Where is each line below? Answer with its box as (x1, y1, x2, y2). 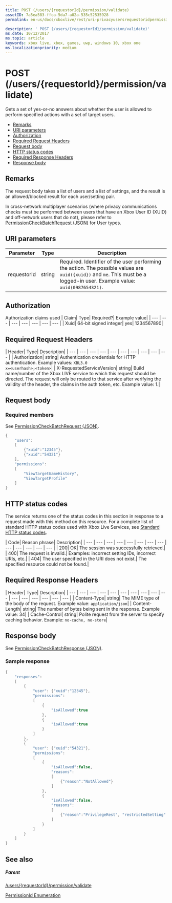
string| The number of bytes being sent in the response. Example (23, 606, 160, 612)
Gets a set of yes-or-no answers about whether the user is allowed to (5, 106, 152, 112)
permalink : (5, 17, 29, 22)
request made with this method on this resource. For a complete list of (5, 518, 154, 525)
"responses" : (14, 674, 42, 679)
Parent (5, 869, 20, 875)
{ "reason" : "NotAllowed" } (60, 779, 114, 784)
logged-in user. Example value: (59, 277, 136, 285)
